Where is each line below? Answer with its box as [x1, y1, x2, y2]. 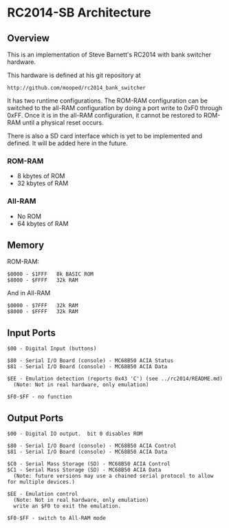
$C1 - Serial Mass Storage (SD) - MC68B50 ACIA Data [7, 467, 162, 474]
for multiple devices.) [7, 478, 76, 486]
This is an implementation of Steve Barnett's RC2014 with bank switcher [7, 50, 212, 59]
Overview [7, 32, 50, 44]
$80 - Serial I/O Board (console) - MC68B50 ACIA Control [7, 443, 177, 450]
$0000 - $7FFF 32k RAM [7, 302, 78, 309]
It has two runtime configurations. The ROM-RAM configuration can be [7, 96, 208, 105]
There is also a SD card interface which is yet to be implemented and [7, 132, 203, 140]
